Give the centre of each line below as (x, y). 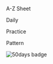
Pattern (15, 43)
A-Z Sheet (19, 9)
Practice (16, 31)
